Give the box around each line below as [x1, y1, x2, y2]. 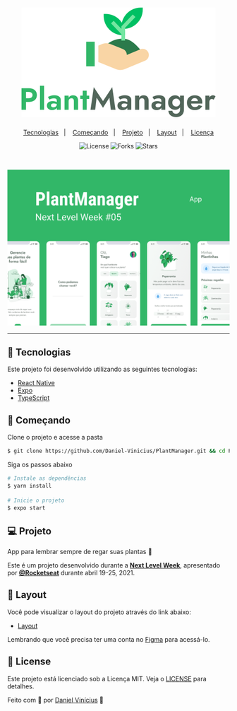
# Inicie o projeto [7, 497, 65, 505]
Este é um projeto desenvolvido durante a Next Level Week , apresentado [7, 561, 221, 570]
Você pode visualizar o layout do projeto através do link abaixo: [7, 608, 192, 616]
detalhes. [7, 682, 35, 691]
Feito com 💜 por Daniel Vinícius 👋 [7, 695, 104, 704]
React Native [17, 379, 55, 387]
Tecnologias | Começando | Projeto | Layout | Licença [23, 128, 214, 136]
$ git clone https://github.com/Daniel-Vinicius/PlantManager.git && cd [7, 447, 226, 454]
